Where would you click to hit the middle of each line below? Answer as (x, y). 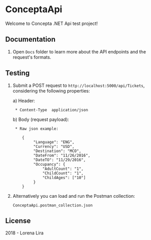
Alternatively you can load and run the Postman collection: (74, 196)
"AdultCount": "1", (63, 169)
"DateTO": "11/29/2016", (59, 160)
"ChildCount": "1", (63, 173)
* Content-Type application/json (52, 110)
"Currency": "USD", (54, 146)
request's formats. (32, 57)
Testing (18, 73)
